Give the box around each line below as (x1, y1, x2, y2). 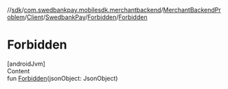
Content (7, 66, 30, 75)
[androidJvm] (7, 60, 46, 68)
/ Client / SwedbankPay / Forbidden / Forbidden (24, 13, 148, 21)
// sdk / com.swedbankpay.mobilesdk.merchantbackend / (7, 6, 163, 14)
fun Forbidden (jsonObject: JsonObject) (7, 74, 118, 82)
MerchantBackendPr (163, 6, 221, 14)
